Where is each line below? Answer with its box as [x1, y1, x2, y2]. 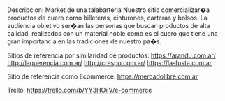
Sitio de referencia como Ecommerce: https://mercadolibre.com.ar [7, 72, 198, 81]
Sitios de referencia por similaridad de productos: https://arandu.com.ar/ [7, 51, 216, 60]
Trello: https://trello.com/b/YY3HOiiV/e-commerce [7, 86, 152, 94]
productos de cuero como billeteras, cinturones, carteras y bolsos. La [7, 13, 208, 22]
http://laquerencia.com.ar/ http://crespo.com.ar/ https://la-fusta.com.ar [7, 59, 212, 67]
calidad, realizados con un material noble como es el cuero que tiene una [7, 29, 218, 37]
